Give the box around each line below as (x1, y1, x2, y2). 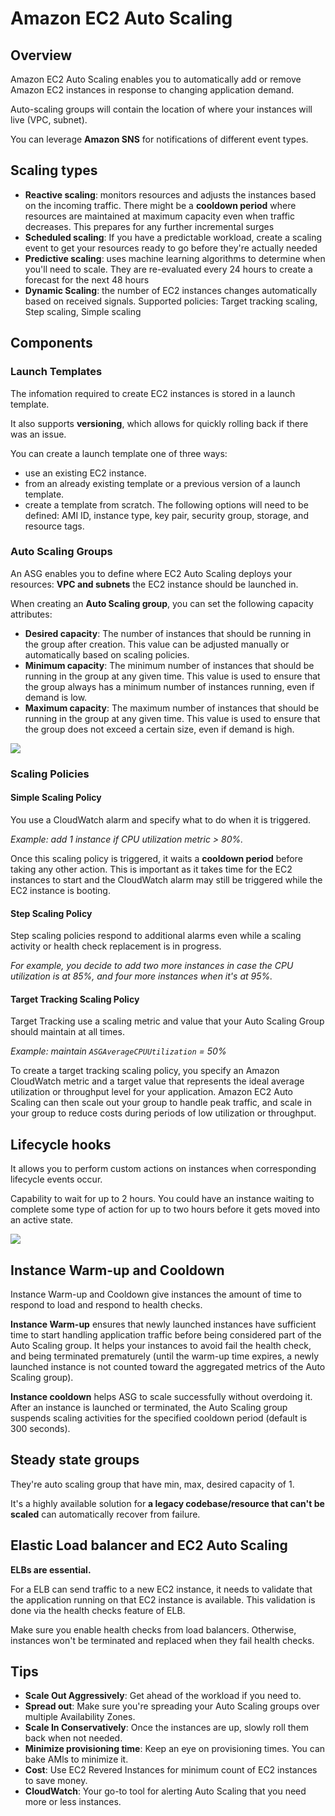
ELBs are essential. (10, 1563, 92, 1576)
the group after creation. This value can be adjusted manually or (24, 638, 290, 650)
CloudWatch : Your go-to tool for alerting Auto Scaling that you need (24, 1785, 307, 1797)
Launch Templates (10, 365, 103, 379)
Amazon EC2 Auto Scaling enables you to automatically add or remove (10, 73, 302, 85)
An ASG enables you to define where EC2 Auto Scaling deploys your (10, 567, 293, 579)
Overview (10, 47, 73, 64)
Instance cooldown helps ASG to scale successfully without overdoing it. (10, 1390, 313, 1402)
